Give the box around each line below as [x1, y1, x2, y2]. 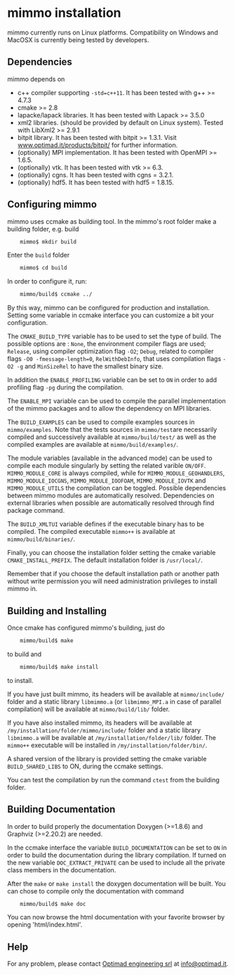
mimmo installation [7, 5, 121, 21]
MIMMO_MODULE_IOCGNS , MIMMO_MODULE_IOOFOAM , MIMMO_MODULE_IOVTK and [7, 476, 206, 485]
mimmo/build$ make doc [20, 900, 86, 907]
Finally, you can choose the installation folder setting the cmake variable [7, 549, 216, 557]
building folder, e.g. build [7, 224, 79, 233]
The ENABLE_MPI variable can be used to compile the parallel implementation [7, 397, 226, 405]
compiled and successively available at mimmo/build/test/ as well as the [7, 433, 216, 441]
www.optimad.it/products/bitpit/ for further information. [17, 141, 178, 149]
